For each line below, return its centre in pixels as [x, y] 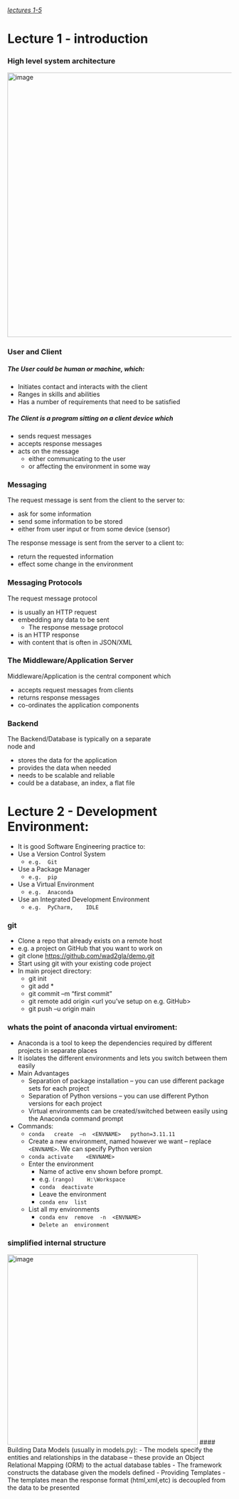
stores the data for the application [67, 761]
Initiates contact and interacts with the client [83, 386]
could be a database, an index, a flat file [76, 783]
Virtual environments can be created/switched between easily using [128, 1111]
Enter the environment [61, 1164]
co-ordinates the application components [78, 705]
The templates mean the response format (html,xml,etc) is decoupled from [117, 1480]
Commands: [36, 1126]
